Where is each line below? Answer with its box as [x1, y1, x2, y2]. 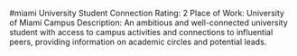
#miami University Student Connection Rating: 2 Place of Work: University [9, 8, 284, 18]
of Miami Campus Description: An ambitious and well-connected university [9, 17, 289, 28]
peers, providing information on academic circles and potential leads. [9, 36, 267, 47]
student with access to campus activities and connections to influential [9, 27, 274, 37]
